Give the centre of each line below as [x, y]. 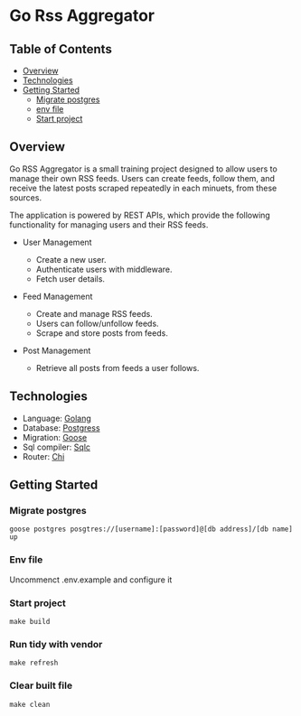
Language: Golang [57, 418]
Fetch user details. [71, 279]
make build [30, 621]
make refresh [34, 663]
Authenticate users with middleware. [104, 269]
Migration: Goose [55, 437]
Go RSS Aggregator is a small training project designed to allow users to [143, 169]
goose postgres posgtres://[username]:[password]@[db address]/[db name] [151, 529]
